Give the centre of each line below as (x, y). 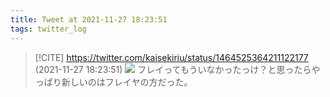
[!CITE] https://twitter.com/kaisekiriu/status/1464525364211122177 (171, 57)
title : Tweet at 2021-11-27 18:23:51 (89, 19)
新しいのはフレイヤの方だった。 (127, 82)
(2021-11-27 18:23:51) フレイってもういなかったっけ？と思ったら (173, 69)
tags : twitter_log (48, 29)
